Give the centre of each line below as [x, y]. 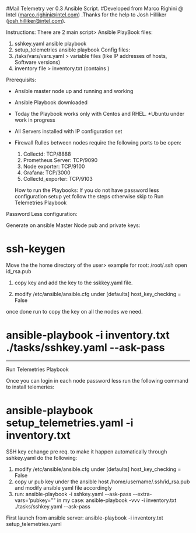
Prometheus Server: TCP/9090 [60, 160]
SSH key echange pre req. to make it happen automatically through [87, 451]
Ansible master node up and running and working [74, 91]
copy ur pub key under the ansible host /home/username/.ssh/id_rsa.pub [102, 482]
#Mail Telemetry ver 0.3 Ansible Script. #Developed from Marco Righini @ [95, 8]
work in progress [35, 120]
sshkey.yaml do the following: [42, 458]
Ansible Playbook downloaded [51, 102]
